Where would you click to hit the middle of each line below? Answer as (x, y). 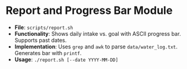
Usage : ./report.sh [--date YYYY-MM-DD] (66, 59)
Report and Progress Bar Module (89, 11)
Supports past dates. (41, 40)
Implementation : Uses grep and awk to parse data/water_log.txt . (96, 47)
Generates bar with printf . (48, 53)
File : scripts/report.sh (44, 27)
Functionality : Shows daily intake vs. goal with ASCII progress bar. (97, 33)
